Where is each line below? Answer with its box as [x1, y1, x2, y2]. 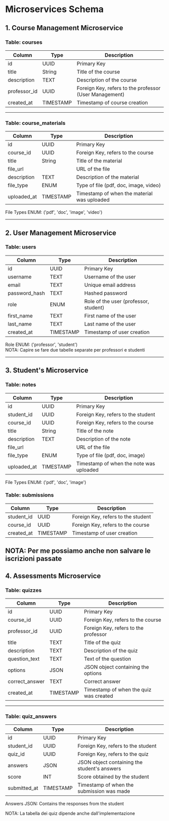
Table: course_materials [5, 119, 66, 126]
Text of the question [83, 655, 132, 662]
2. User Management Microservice [5, 228, 117, 237]
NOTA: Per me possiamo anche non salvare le [5, 547, 151, 555]
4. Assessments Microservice [5, 571, 101, 580]
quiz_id [8, 751, 25, 758]
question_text [8, 655, 40, 662]
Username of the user [84, 273, 136, 280]
